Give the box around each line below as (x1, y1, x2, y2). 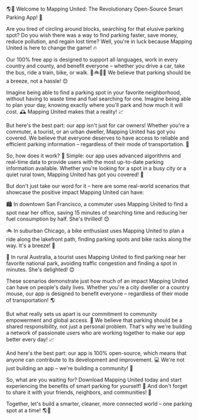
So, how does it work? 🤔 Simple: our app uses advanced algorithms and (6, 152, 181, 159)
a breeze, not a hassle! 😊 (6, 77, 69, 85)
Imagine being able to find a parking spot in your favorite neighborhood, (6, 89, 181, 96)
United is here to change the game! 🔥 (6, 44, 98, 51)
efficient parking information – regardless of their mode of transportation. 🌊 (6, 141, 190, 147)
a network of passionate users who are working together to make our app (6, 329, 186, 336)
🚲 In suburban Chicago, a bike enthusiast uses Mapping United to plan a (6, 227, 184, 234)
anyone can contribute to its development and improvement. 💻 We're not (6, 356, 185, 363)
